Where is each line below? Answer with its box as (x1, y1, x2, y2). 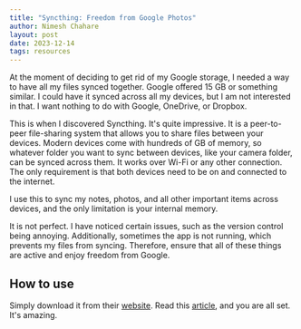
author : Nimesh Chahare (9, 22, 100, 31)
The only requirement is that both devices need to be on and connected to (9, 167, 287, 178)
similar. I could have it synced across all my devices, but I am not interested (9, 92, 292, 102)
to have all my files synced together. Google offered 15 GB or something (9, 82, 278, 92)
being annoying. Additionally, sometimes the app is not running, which (9, 230, 272, 241)
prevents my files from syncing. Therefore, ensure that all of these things (9, 240, 282, 251)
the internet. (9, 176, 55, 187)
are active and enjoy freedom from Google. (9, 250, 170, 261)
